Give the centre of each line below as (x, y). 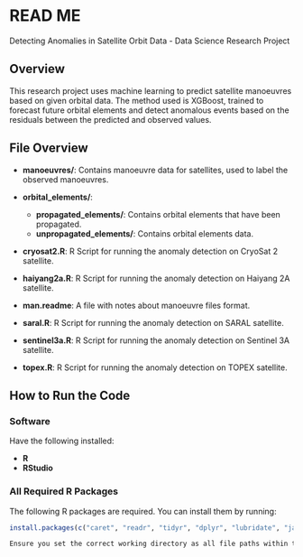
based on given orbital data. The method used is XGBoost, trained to (137, 100)
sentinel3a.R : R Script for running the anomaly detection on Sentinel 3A (156, 340)
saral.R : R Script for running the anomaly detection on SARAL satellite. (153, 322)
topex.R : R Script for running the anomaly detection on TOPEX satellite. (155, 367)
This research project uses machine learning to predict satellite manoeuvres (151, 90)
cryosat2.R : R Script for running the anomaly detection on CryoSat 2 (150, 251)
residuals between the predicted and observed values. (110, 119)
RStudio (38, 468)
